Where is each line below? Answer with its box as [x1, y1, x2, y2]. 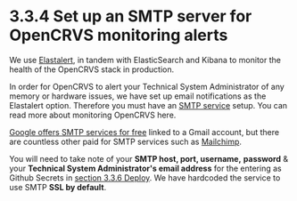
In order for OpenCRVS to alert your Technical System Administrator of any [9, 81, 285, 92]
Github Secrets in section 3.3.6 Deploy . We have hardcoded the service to [9, 172, 281, 183]
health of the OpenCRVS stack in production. [9, 64, 175, 75]
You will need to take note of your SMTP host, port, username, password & [9, 153, 289, 164]
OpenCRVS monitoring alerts [9, 25, 228, 45]
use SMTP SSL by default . [9, 181, 107, 192]
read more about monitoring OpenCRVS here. [9, 109, 177, 120]
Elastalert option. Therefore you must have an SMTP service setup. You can [9, 100, 288, 110]
